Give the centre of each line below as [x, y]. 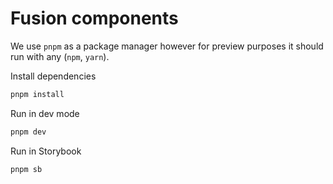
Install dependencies [53, 76]
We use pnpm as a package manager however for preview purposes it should [167, 46]
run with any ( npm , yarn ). [60, 56]
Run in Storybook [46, 151]
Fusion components [94, 18]
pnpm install [37, 94]
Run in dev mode [45, 113]
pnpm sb [26, 169]
